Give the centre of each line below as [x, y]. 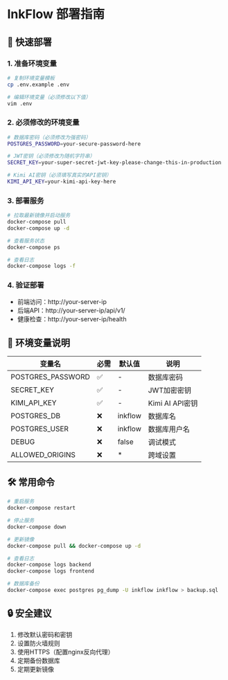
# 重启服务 [21, 502]
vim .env [20, 104]
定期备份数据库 [38, 660]
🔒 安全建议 [29, 614]
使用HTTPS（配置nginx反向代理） [65, 652]
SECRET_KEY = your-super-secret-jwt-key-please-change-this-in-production [114, 163]
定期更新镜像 [35, 669]
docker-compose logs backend [49, 565]
